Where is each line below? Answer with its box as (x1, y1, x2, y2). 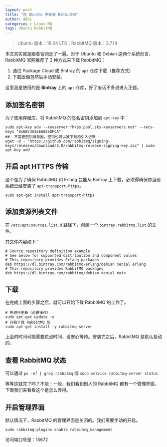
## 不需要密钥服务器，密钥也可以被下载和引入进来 (5, 134, 96, 139)
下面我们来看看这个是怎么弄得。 (5, 387, 71, 393)
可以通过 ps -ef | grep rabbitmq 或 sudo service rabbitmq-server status (5, 370, 158, 376)
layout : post (5, 7, 32, 12)
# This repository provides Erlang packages (5, 257, 99, 262)
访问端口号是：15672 (5, 437, 48, 443)
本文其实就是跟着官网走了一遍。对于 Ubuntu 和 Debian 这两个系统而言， (5, 51, 154, 57)
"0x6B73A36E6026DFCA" (16, 129, 61, 134)
